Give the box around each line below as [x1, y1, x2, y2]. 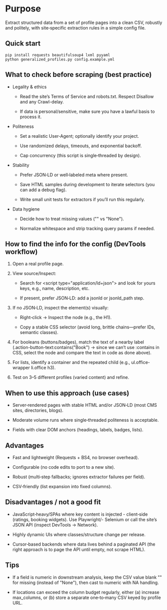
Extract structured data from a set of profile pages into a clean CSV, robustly [5, 19, 163, 25]
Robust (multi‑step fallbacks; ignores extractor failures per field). [12, 474, 146, 480]
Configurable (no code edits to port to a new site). [12, 464, 116, 470]
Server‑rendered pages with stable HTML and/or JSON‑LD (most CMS [12, 402, 157, 408]
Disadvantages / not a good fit [5, 498, 101, 507]
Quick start [5, 39, 41, 48]
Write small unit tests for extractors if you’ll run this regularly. [19, 196, 146, 202]
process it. [19, 113, 42, 120]
